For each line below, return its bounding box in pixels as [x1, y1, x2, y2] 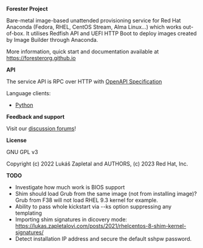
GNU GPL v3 [6, 149, 38, 155]
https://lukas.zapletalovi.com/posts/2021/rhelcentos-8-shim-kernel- [15, 223, 187, 229]
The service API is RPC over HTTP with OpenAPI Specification [6, 78, 162, 85]
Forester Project [6, 5, 48, 12]
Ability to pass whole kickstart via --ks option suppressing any [15, 203, 172, 210]
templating [15, 209, 43, 216]
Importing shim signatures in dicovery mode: [15, 216, 128, 223]
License [6, 136, 27, 144]
